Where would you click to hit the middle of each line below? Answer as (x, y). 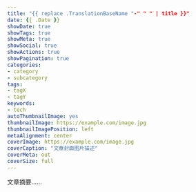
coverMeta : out (29, 155)
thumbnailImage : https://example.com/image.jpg (77, 123)
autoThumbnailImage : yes (43, 116)
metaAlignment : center (40, 135)
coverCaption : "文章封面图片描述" (52, 148)
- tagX (17, 90)
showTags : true (29, 33)
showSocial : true (32, 46)
